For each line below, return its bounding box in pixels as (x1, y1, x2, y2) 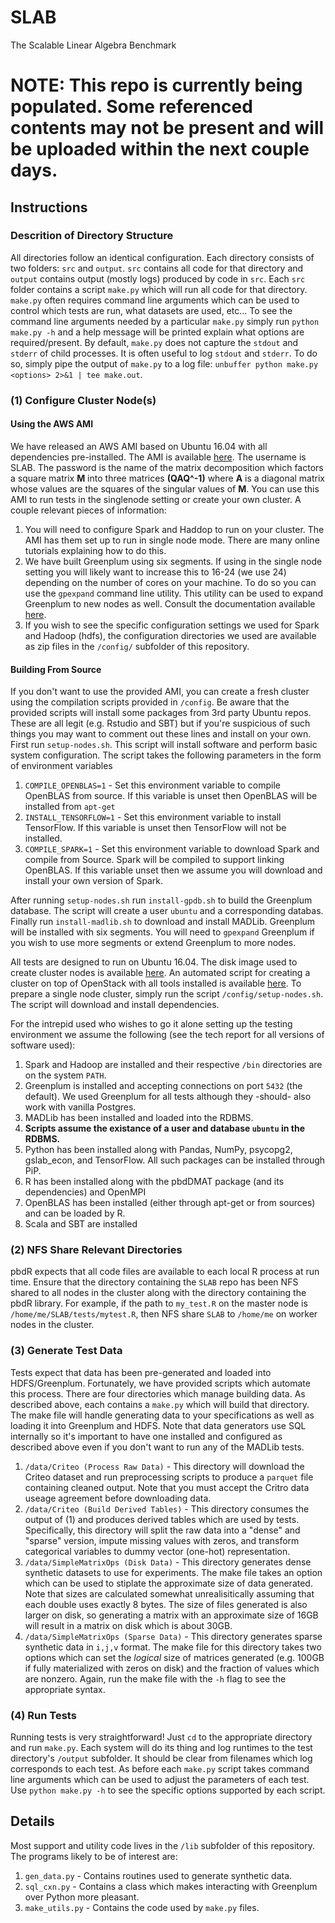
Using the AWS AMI (10, 418, 94, 430)
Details (10, 1813, 55, 1830)
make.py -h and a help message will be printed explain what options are (10, 326, 305, 338)
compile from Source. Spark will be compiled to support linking (24, 854, 285, 866)
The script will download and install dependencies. (10, 999, 220, 1011)
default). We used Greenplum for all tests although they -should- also (24, 1091, 312, 1103)
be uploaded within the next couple (10, 138, 310, 161)
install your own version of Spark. (24, 875, 164, 887)
